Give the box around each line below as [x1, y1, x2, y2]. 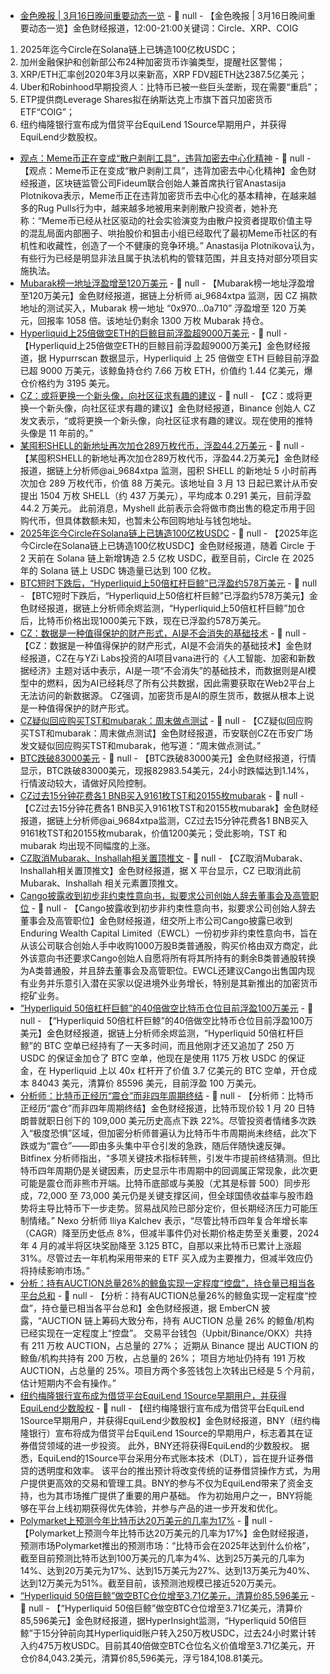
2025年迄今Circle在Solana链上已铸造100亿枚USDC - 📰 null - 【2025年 [19, 527, 310, 539]
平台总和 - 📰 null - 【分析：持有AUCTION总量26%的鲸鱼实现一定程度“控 [19, 1290, 318, 1301]
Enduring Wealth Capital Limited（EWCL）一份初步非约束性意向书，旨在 [19, 927, 318, 939]
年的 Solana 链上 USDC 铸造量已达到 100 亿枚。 [19, 565, 217, 576]
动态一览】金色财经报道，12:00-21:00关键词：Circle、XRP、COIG [28, 22, 299, 34]
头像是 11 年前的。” [19, 427, 94, 439]
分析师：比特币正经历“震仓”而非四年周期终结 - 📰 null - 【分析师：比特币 [19, 1090, 315, 1101]
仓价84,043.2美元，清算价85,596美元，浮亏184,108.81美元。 [19, 1652, 269, 1664]
